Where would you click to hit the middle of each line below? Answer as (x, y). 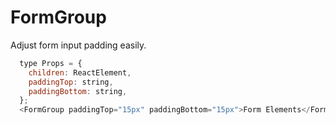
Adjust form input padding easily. (78, 45)
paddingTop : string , (71, 82)
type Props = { (51, 63)
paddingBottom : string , (78, 91)
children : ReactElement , (80, 72)
